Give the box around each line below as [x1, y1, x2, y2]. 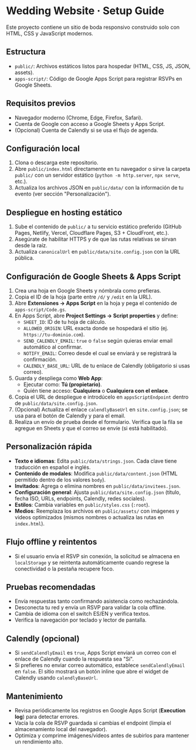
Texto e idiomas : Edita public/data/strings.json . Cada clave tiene [14, 457, 177, 464]
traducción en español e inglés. [14, 463, 91, 470]
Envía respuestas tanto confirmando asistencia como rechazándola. [14, 598, 179, 605]
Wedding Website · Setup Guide [6, 4, 164, 18]
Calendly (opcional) [6, 633, 80, 643]
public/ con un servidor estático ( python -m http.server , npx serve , [14, 172, 180, 179]
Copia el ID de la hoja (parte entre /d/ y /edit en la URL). [14, 293, 153, 300]
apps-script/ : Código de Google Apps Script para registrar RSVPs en [14, 75, 183, 82]
